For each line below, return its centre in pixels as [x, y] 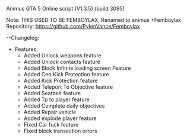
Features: [26, 49]
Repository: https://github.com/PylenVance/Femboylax [73, 26]
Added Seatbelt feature [52, 93]
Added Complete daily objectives [64, 106]
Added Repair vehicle [50, 112]
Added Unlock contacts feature [62, 62]
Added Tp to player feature [57, 99]
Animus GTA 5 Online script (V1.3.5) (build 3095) [65, 9]
